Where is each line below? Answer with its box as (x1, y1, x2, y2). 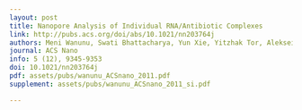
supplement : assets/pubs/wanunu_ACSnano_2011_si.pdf (9, 80, 211, 89)
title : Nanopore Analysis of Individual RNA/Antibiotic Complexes (9, 21, 263, 30)
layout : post (9, 13, 58, 22)
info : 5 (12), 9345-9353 (9, 55, 102, 63)
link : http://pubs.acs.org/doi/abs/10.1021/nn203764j (9, 30, 216, 38)
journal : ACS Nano (9, 47, 78, 55)
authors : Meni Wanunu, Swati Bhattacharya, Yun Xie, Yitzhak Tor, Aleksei (9, 38, 296, 47)
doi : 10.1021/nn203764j (9, 63, 99, 72)
